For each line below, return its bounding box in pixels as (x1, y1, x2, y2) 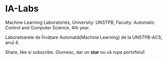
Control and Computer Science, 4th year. (5, 24, 90, 30)
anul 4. (5, 39, 20, 45)
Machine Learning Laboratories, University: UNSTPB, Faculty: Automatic (5, 19, 155, 25)
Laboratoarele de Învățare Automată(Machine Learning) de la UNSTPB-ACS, (5, 34, 162, 40)
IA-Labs (5, 3, 39, 14)
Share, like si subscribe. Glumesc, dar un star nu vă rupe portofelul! (5, 49, 145, 55)
